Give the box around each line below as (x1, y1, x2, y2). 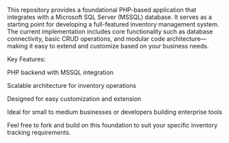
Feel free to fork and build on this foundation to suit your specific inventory (7, 121, 218, 129)
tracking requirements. (7, 129, 71, 136)
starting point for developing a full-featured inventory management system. (7, 20, 219, 28)
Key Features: (7, 55, 46, 63)
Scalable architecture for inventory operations (7, 82, 137, 89)
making (7, 42, 29, 50)
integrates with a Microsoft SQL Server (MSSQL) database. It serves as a (7, 13, 213, 21)
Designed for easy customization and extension (7, 95, 142, 103)
